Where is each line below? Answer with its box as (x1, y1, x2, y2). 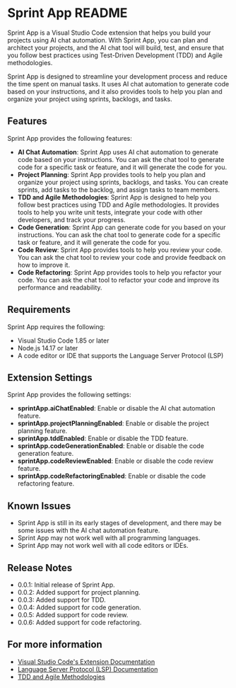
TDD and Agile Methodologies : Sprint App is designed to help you (17, 193, 212, 201)
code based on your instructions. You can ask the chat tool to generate (17, 155, 225, 164)
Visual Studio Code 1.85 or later (17, 336, 110, 345)
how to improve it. (17, 260, 71, 269)
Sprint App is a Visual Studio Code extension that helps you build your (7, 28, 211, 37)
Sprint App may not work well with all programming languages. (17, 534, 201, 542)
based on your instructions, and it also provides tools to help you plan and (7, 87, 223, 96)
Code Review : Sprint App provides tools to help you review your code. (17, 246, 223, 254)
